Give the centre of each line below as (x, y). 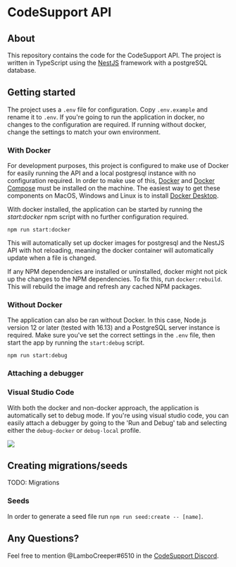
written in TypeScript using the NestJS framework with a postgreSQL (107, 63)
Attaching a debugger (45, 374)
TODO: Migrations (33, 483)
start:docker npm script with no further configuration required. (98, 217)
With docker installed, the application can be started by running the (105, 210)
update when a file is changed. (52, 258)
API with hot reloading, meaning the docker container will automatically (111, 251)
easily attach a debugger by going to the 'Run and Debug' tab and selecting (117, 423)
